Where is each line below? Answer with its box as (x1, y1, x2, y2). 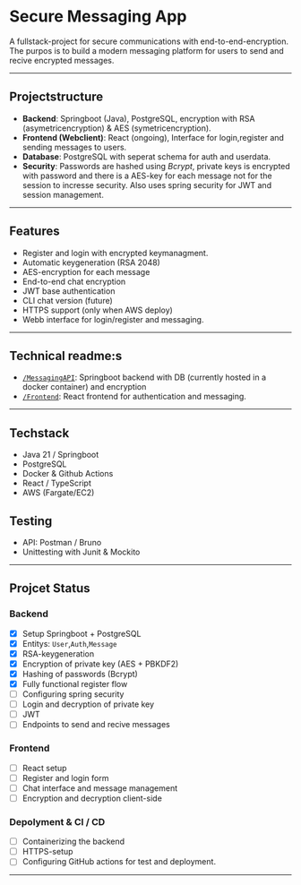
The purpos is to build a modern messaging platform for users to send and (9, 45, 284, 56)
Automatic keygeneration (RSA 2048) (21, 257, 161, 268)
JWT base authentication (21, 285, 116, 296)
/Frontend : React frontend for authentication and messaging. (21, 391, 246, 402)
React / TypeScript (21, 477, 91, 489)
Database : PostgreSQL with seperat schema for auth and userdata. (21, 150, 271, 162)
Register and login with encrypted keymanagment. (21, 247, 209, 258)
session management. (21, 189, 105, 200)
